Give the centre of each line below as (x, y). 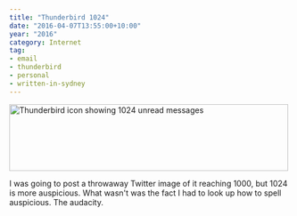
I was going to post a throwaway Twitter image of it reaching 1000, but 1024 (148, 183)
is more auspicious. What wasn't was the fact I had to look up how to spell (145, 193)
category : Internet (45, 42)
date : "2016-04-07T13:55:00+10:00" (75, 26)
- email (24, 59)
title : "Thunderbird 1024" (59, 17)
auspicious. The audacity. (57, 202)
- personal (29, 76)
